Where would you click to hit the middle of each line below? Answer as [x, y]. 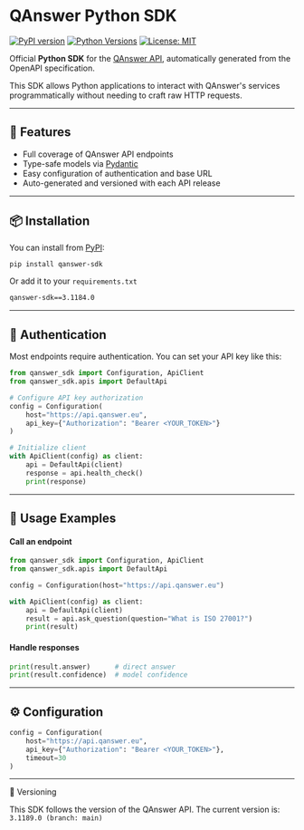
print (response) [57, 481]
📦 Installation [50, 222]
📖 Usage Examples [63, 519]
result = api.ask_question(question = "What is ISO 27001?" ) [139, 618]
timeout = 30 [46, 758]
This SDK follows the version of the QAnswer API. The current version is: [145, 810]
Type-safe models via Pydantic [80, 163]
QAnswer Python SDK [93, 16]
